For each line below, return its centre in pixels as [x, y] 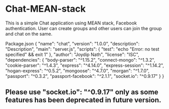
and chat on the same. [29, 34]
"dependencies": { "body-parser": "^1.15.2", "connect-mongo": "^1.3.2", [80, 60]
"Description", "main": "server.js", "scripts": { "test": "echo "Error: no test [82, 49]
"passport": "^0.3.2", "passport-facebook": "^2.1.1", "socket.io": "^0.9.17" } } [85, 76]
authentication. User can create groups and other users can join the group [84, 28]
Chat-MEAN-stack [46, 9]
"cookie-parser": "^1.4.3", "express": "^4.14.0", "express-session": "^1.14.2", [85, 65]
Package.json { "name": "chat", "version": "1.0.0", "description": [72, 43]
